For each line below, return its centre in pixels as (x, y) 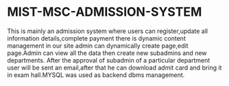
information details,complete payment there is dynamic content (97, 38)
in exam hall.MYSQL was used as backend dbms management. (96, 75)
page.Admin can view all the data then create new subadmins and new (107, 53)
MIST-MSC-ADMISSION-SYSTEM (105, 12)
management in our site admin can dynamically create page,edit (98, 45)
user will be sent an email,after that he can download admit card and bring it (114, 67)
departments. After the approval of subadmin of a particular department (109, 60)
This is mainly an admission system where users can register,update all (107, 31)
